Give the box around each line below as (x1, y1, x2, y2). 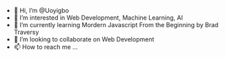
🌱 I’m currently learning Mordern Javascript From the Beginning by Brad (13, 21, 219, 28)
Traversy (13, 28, 39, 36)
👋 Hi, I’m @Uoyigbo (13, 7, 69, 14)
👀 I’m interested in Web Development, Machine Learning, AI (13, 14, 183, 22)
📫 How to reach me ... (13, 43, 78, 51)
